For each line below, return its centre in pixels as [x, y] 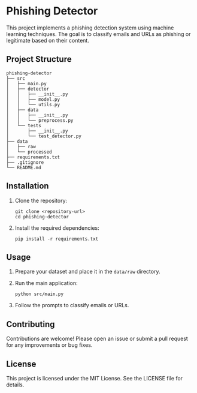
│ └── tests [24, 125]
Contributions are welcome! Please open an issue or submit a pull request [97, 339]
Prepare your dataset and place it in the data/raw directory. [87, 272]
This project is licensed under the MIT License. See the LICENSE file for [95, 378]
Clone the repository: [41, 200]
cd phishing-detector [42, 217]
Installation [28, 186]
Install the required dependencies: [57, 228]
